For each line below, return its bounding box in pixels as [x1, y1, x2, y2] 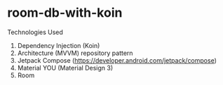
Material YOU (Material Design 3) [17, 63, 114, 72]
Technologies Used [7, 28, 63, 36]
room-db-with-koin [7, 5, 123, 21]
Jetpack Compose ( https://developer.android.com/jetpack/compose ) [17, 56, 217, 64]
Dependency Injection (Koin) [17, 41, 100, 49]
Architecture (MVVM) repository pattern [17, 49, 133, 57]
